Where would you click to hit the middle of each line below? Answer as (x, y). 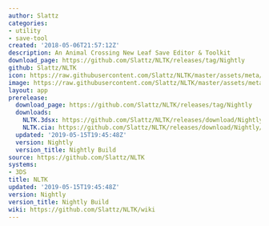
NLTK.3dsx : (41, 120)
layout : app (28, 90)
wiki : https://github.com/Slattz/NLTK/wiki (82, 209)
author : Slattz (34, 16)
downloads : (34, 113)
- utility (25, 30)
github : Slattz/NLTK (43, 68)
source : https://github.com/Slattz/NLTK (77, 157)
